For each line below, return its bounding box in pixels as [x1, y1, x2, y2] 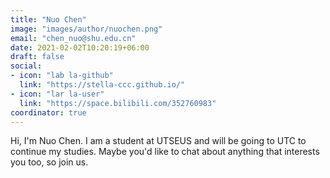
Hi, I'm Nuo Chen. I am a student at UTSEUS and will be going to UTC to [10, 135, 307, 147]
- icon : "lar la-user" [10, 89, 105, 99]
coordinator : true [10, 107, 87, 118]
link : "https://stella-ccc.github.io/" [19, 80, 186, 90]
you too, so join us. [10, 156, 89, 168]
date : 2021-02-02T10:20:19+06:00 [10, 42, 150, 53]
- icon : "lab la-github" [10, 71, 114, 81]
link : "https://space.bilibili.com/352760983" [19, 98, 217, 108]
